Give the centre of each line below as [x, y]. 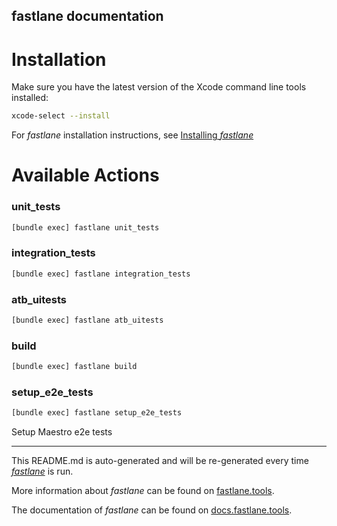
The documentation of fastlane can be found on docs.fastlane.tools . [152, 510]
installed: [30, 98]
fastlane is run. [42, 471]
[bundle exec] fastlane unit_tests [85, 227]
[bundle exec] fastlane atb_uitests [87, 320]
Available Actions [85, 175]
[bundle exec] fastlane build [74, 367]
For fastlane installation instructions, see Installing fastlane [132, 135]
